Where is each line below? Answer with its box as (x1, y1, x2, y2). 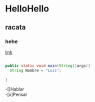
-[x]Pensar (5, 91, 27, 97)
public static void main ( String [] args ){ (5, 63, 91, 68)
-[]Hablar (5, 86, 24, 92)
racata (5, 23, 26, 31)
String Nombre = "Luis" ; (9, 68, 61, 73)
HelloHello (5, 3, 49, 14)
